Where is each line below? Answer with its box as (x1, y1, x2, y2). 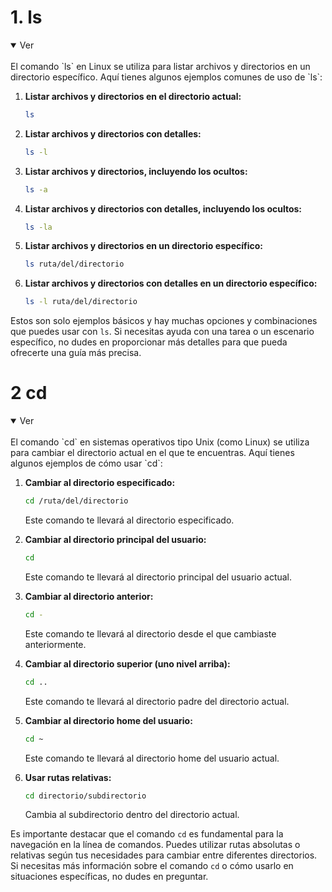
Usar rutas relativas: (24, 771, 112, 783)
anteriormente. (24, 638, 87, 650)
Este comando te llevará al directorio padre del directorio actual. (24, 695, 290, 707)
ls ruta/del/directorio (24, 259, 125, 270)
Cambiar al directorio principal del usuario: (24, 534, 207, 545)
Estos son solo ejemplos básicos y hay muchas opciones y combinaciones (10, 315, 318, 327)
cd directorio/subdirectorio (24, 791, 147, 801)
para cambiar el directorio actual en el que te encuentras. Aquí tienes (10, 447, 295, 459)
